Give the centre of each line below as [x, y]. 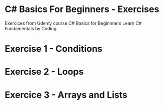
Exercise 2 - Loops [44, 72]
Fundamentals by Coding [31, 28]
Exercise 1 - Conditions [54, 49]
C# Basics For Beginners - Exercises [82, 9]
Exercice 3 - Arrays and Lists [66, 95]
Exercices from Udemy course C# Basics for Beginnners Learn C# [73, 23]
